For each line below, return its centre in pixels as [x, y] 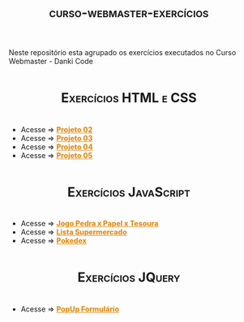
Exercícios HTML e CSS [129, 98]
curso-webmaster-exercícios [129, 13]
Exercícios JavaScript [129, 192]
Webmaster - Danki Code [51, 61]
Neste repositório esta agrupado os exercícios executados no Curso [122, 52]
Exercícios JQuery [129, 277]
